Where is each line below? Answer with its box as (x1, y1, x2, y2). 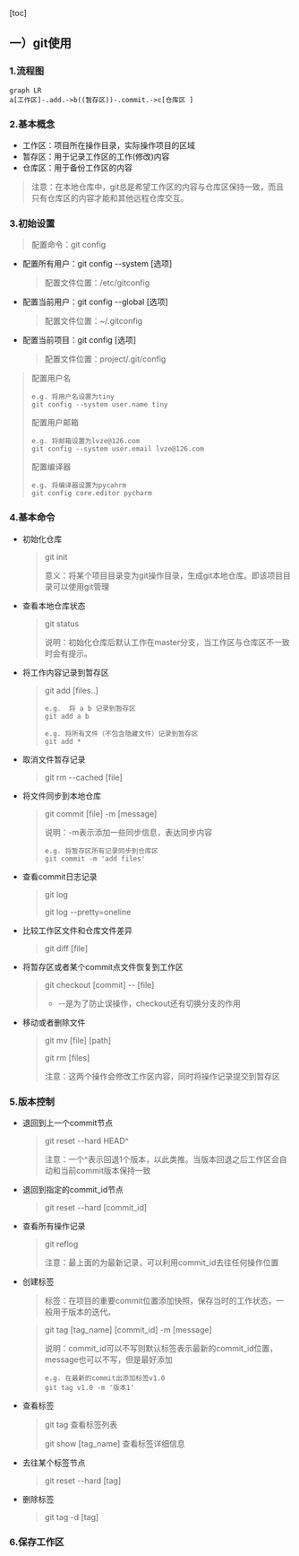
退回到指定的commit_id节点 (21, 1184, 124, 1194)
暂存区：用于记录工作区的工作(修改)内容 (21, 151, 170, 162)
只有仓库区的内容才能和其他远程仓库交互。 (30, 192, 189, 203)
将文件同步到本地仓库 (21, 790, 101, 801)
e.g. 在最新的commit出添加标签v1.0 (44, 1373, 166, 1383)
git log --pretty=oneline (44, 906, 132, 917)
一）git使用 (9, 36, 72, 51)
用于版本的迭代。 (52, 1306, 116, 1317)
